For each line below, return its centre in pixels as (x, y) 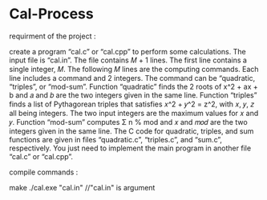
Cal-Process (52, 14)
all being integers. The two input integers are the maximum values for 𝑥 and (134, 113)
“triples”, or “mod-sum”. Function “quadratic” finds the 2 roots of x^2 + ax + (134, 86)
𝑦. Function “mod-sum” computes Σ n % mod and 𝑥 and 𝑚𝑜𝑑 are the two (128, 122)
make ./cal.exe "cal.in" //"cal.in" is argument (82, 187)
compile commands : (44, 172)
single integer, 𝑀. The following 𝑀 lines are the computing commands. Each (134, 69)
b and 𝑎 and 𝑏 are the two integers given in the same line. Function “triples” (133, 95)
